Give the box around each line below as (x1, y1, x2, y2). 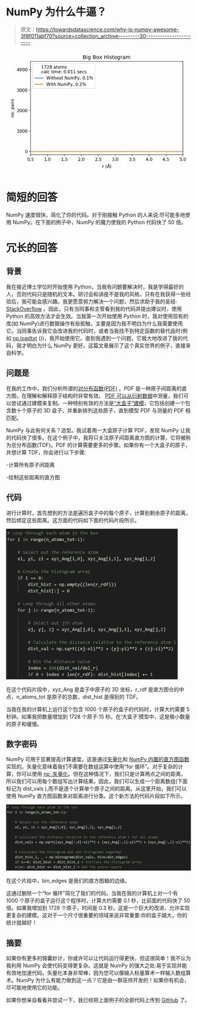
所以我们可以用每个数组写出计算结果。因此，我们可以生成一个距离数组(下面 (6, 778, 188, 785)
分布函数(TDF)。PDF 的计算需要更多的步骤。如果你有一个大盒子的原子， (16, 441, 191, 448)
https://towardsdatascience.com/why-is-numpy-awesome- (36, 26, 179, 33)
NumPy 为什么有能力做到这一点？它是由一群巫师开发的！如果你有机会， (16, 977, 189, 984)
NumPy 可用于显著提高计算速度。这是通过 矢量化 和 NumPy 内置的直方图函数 (6, 756, 189, 763)
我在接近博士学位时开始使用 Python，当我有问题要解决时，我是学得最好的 (6, 283, 184, 290)
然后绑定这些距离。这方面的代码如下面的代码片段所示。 (6, 516, 140, 523)
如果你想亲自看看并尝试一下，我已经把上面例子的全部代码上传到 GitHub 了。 (6, 997, 191, 1004)
